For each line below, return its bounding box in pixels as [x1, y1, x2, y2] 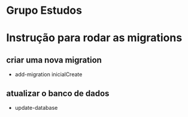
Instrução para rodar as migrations [6, 31, 183, 45]
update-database [14, 104, 58, 111]
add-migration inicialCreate [14, 71, 83, 78]
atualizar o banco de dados [6, 88, 110, 98]
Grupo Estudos [6, 4, 83, 17]
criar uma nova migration [6, 55, 102, 65]
